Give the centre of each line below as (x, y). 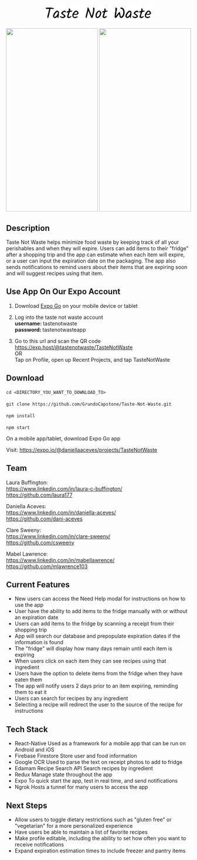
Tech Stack (27, 729)
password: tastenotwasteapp (50, 329)
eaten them (28, 680)
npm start (18, 427)
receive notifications (39, 844)
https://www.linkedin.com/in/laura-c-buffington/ (64, 488)
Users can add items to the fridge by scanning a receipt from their (94, 624)
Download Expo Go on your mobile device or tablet (76, 305)
